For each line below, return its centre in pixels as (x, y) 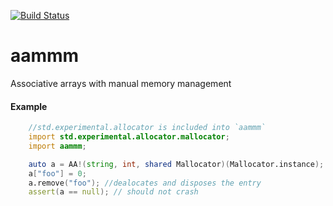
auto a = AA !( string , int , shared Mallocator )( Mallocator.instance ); (176, 164)
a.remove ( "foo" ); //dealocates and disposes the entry (145, 183)
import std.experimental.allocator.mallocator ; (129, 137)
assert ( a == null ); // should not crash (113, 192)
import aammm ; (57, 146)
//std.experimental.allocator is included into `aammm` (147, 128)
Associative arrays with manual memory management (121, 83)
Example (29, 106)
